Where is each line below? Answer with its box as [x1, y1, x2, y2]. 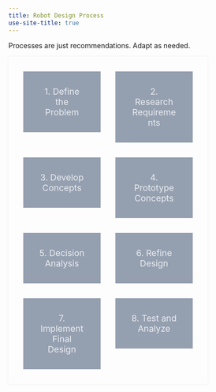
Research [134, 96, 174, 107]
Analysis [44, 258, 80, 269]
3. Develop [39, 171, 84, 183]
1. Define [43, 85, 80, 97]
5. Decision [39, 247, 85, 258]
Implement [40, 322, 84, 334]
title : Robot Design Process [8, 11, 104, 20]
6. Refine [136, 247, 173, 258]
